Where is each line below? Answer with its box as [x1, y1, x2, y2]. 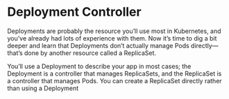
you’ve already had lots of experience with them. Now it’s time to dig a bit [7, 34, 217, 42]
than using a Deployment [7, 84, 79, 92]
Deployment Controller [7, 4, 142, 20]
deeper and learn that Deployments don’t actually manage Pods [7, 41, 189, 49]
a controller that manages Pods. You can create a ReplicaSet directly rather [7, 76, 222, 85]
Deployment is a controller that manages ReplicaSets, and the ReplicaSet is [7, 69, 222, 78]
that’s [7, 49, 23, 57]
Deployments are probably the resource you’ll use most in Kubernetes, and [7, 27, 221, 35]
